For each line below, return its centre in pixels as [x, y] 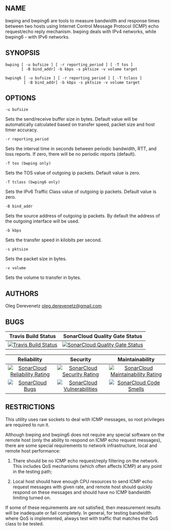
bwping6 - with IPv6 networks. [37, 37]
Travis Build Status [33, 337]
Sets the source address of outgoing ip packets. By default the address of [83, 216]
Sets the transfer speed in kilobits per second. [54, 240]
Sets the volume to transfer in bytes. [43, 277]
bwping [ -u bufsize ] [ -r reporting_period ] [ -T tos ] [69, 65]
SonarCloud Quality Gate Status [103, 337]
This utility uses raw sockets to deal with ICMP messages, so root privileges [85, 419]
